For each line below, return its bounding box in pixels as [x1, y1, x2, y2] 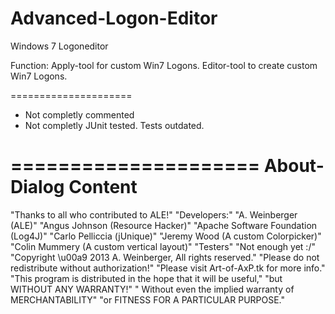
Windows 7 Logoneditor [10, 40, 109, 52]
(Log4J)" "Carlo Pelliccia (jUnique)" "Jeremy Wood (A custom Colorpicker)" [10, 230, 322, 242]
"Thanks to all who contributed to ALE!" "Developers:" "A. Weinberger [10, 208, 298, 221]
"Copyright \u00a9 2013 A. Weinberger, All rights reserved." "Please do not [10, 251, 320, 263]
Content [68, 176, 138, 199]
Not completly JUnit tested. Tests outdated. [24, 119, 205, 131]
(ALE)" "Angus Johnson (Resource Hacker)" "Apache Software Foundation [10, 219, 318, 231]
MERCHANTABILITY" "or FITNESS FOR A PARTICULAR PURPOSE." [10, 293, 286, 306]
